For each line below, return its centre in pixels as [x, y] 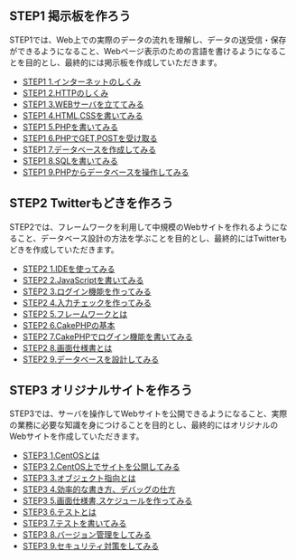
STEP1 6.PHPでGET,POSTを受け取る [90, 138]
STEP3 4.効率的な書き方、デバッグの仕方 [99, 489]
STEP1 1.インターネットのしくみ [82, 81]
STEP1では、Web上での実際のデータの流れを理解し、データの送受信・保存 [148, 40]
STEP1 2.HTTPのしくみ [65, 92]
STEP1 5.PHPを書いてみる [70, 127]
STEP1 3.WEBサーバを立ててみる [83, 104]
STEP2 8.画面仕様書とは [67, 347]
